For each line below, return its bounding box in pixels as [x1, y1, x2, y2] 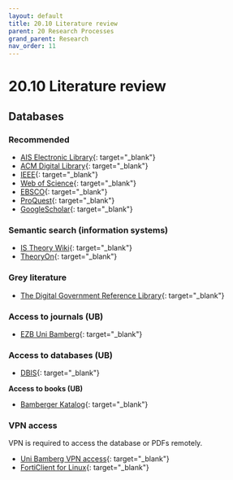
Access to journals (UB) [8, 311, 104, 322]
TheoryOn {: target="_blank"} [19, 251, 118, 261]
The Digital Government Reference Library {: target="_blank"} [19, 290, 225, 300]
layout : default [8, 11, 63, 20]
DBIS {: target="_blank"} [19, 368, 100, 378]
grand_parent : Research [8, 34, 89, 43]
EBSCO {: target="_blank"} [19, 187, 108, 196]
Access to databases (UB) [8, 349, 114, 360]
